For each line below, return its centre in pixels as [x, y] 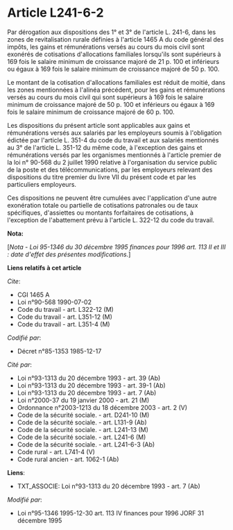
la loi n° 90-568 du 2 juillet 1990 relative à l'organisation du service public [112, 162]
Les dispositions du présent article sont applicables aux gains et [99, 125]
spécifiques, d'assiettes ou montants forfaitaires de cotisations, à [101, 213]
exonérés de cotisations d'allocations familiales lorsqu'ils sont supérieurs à [114, 54]
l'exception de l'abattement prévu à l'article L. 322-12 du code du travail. [111, 220]
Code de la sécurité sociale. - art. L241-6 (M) [81, 437]
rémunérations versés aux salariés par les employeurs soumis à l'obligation [114, 133]
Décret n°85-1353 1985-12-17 [59, 351]
